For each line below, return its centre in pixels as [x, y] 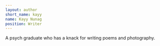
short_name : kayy [24, 14]
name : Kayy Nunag [24, 19]
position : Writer [24, 24]
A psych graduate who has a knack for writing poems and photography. [80, 38]
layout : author [21, 10]
